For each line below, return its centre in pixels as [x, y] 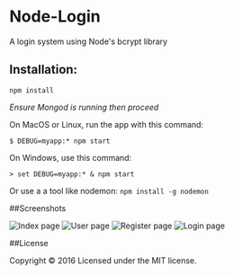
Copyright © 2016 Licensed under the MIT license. [103, 260]
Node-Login [55, 17]
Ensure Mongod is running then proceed [84, 107]
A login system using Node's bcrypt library [89, 41]
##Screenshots [38, 208]
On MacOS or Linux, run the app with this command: [107, 124]
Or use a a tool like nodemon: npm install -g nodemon [109, 191]
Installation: [44, 70]
